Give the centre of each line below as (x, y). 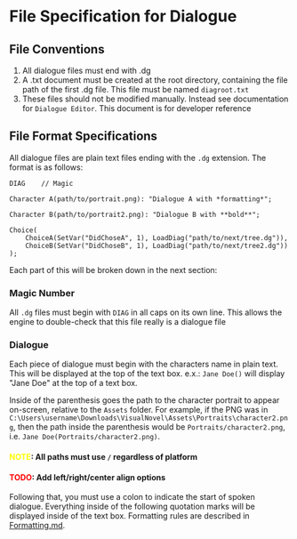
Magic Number (42, 293)
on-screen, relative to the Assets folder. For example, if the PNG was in (139, 410)
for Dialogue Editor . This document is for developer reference (136, 108)
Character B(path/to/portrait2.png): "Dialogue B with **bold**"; (135, 214)
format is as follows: (46, 167)
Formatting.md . (37, 526)
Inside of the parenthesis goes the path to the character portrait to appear (144, 400)
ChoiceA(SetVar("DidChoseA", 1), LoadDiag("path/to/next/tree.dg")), (157, 237)
